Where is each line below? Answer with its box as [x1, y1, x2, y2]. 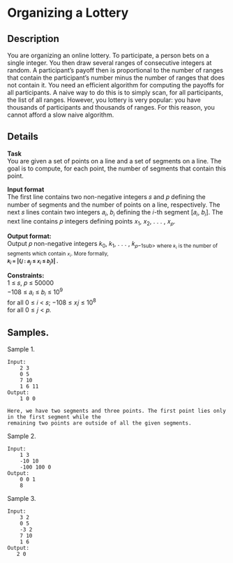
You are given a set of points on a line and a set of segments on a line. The [7, 156, 222, 165]
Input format [7, 185, 45, 193]
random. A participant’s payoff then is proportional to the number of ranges [7, 66, 223, 74]
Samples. [7, 326, 50, 338]
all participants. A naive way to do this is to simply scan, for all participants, [7, 89, 223, 96]
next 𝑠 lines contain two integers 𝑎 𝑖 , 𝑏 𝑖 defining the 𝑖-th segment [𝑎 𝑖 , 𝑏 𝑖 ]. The [7, 207, 223, 218]
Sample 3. [7, 495, 36, 503]
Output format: [7, 232, 52, 240]
